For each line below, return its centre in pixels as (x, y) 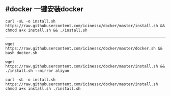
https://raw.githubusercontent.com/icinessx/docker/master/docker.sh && (84, 48)
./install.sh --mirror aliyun (37, 70)
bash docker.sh (21, 53)
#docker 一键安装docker (45, 9)
